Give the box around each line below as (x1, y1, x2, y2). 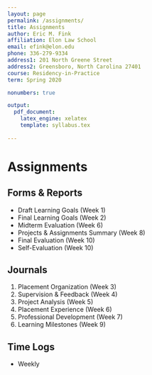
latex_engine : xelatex (20, 115, 87, 123)
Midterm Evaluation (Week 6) (17, 220, 104, 229)
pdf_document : (13, 108, 55, 116)
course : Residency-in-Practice (7, 69, 100, 77)
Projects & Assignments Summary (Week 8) (17, 228, 146, 237)
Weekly (17, 359, 40, 369)
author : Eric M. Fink (7, 30, 72, 38)
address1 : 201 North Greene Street (7, 57, 113, 64)
